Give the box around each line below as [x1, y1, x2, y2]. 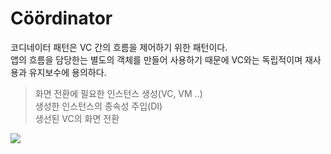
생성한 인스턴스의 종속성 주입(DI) [34, 100, 163, 112]
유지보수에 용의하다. [28, 66, 107, 78]
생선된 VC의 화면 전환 [34, 112, 120, 124]
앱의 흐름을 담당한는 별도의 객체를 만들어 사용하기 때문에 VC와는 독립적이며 [10, 53, 303, 66]
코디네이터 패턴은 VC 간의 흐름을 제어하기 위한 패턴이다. [10, 41, 228, 53]
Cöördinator [10, 7, 113, 30]
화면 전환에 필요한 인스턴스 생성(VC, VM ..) [34, 87, 203, 99]
